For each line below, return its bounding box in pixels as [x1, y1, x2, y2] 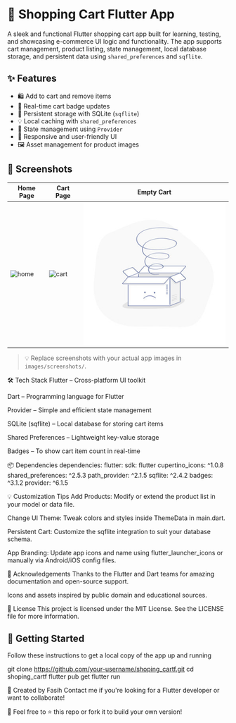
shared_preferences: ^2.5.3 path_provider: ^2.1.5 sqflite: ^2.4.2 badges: [7, 471, 214, 480]
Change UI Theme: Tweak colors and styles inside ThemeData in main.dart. [7, 514, 226, 522]
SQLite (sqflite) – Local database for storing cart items [7, 419, 164, 428]
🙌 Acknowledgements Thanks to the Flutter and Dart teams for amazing [7, 570, 215, 579]
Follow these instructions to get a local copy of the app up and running [7, 651, 212, 660]
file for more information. [7, 612, 79, 621]
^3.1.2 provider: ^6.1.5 [7, 478, 69, 487]
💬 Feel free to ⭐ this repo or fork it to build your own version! [7, 707, 183, 716]
